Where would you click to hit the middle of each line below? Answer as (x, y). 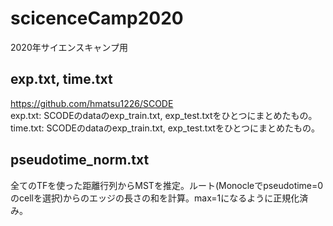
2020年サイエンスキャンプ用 (69, 47)
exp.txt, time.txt (61, 79)
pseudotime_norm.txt (80, 160)
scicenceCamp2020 (97, 18)
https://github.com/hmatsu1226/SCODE (92, 103)
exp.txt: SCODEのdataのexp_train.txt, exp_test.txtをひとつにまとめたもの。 (164, 115)
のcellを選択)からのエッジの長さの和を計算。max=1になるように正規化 (155, 198)
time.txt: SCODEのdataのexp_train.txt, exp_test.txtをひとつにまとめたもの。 (165, 128)
